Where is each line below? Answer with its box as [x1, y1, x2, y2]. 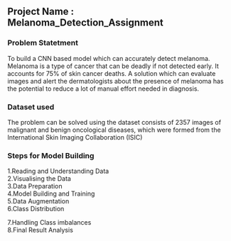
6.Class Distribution [7, 205, 65, 213]
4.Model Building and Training [7, 189, 95, 198]
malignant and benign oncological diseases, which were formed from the [7, 125, 222, 134]
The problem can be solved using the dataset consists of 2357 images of [7, 118, 222, 126]
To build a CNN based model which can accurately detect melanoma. [7, 54, 210, 62]
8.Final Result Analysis [7, 226, 73, 235]
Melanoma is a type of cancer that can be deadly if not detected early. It [7, 62, 219, 70]
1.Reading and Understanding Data [7, 167, 109, 176]
